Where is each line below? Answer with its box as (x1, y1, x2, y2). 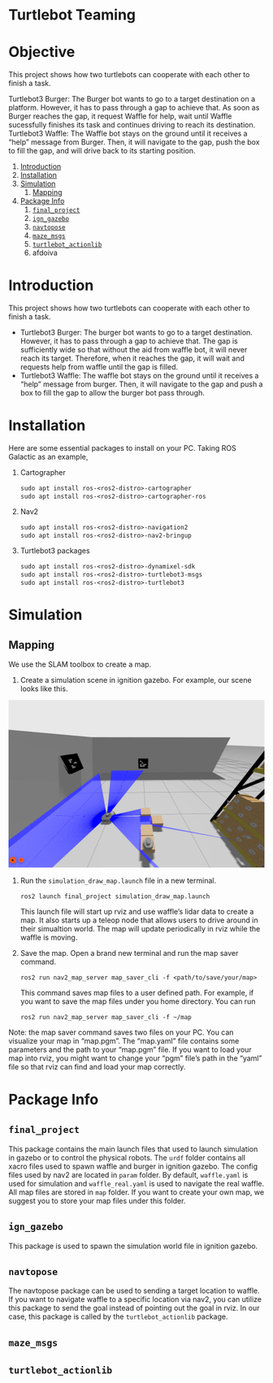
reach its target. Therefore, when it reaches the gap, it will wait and (19, 353, 245, 363)
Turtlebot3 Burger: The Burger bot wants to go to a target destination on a (8, 94, 256, 104)
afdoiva (32, 248, 58, 257)
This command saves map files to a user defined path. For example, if (19, 988, 254, 997)
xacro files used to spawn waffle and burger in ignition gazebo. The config (8, 1161, 258, 1171)
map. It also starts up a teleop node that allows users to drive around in (19, 915, 258, 925)
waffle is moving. (19, 932, 78, 942)
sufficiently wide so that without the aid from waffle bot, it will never (19, 345, 248, 355)
